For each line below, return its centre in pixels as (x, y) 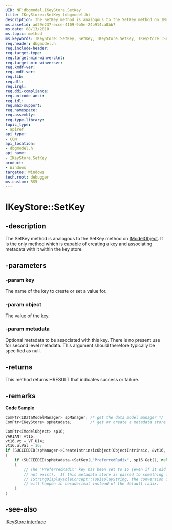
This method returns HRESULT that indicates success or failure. (72, 380)
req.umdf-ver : (20, 72)
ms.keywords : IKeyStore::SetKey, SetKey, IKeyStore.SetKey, (71, 39)
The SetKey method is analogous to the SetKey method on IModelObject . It (84, 239)
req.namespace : (21, 110)
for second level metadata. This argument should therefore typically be (80, 346)
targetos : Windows (25, 172)
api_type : (16, 134)
